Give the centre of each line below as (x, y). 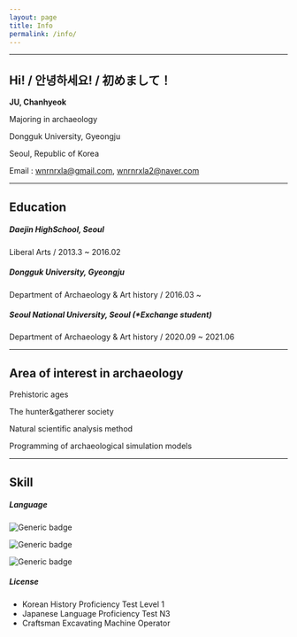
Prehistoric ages (39, 394)
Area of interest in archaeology (96, 373)
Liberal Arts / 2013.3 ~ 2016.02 (65, 252)
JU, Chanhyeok (38, 102)
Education (38, 207)
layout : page (33, 17)
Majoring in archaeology (53, 120)
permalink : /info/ (43, 34)
